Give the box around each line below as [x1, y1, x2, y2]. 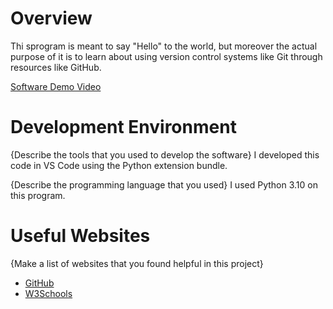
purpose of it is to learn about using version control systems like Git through [10, 50, 323, 62]
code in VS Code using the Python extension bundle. [10, 159, 228, 171]
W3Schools [24, 287, 73, 299]
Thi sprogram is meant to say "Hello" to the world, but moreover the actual [10, 40, 318, 52]
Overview [10, 7, 93, 30]
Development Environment [10, 116, 237, 139]
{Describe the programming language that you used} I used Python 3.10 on [10, 178, 318, 191]
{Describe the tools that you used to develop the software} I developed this [10, 148, 320, 161]
